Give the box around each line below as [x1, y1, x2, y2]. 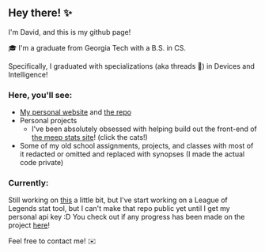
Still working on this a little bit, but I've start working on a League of [8, 195, 228, 205]
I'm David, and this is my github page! [8, 27, 131, 36]
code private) [19, 158, 64, 167]
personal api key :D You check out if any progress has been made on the [8, 213, 245, 222]
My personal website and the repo [19, 107, 132, 117]
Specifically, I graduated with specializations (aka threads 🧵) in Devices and [8, 61, 256, 70]
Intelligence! [8, 70, 49, 79]
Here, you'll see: [8, 89, 73, 100]
